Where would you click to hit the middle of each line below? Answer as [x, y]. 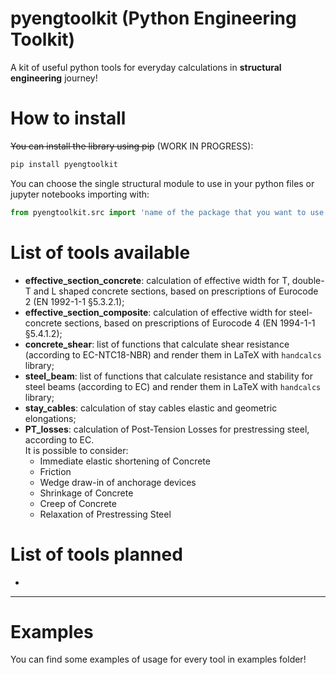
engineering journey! [54, 78]
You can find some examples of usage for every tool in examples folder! [158, 659]
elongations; [50, 418]
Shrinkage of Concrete [86, 493]
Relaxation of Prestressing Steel [105, 514]
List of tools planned [96, 554]
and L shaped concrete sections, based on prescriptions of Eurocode [176, 291]
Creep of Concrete [78, 503]
